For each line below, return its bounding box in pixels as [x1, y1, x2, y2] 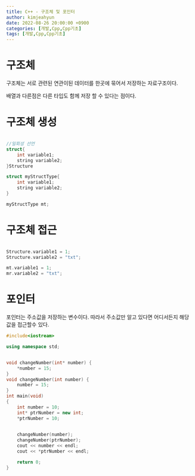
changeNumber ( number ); [17, 432, 73, 438]
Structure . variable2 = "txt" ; [6, 254, 82, 260]
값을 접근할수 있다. [6, 321, 49, 328]
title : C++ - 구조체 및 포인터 [6, 8, 75, 15]
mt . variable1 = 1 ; [6, 265, 52, 271]
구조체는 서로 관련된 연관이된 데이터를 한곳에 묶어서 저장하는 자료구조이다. [6, 80, 178, 87]
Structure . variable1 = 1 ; [6, 249, 70, 255]
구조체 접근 [6, 223, 57, 237]
